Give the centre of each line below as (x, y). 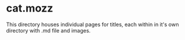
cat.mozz (30, 8)
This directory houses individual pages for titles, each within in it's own (92, 24)
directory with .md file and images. (48, 30)
